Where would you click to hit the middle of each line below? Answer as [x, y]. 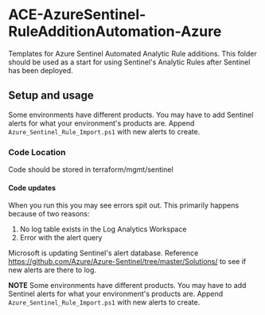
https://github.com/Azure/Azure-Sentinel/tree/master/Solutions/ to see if [127, 262]
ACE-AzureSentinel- [77, 15]
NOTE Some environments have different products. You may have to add [127, 286]
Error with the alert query [61, 238]
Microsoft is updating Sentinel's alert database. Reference [103, 253]
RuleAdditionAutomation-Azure [115, 31]
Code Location [37, 152]
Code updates [32, 188]
